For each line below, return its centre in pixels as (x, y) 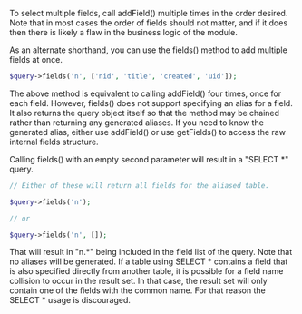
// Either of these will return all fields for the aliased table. (140, 185)
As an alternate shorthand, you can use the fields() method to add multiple (148, 50)
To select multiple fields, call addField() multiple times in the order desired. (149, 13)
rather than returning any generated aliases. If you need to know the (137, 123)
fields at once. (36, 59)
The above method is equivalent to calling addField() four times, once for (146, 93)
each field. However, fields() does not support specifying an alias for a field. (151, 103)
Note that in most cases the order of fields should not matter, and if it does (149, 23)
